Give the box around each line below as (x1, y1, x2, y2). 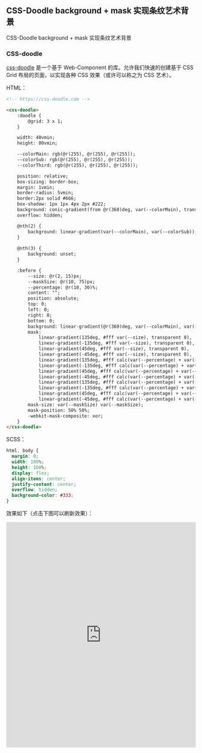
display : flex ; (11, 470, 50, 476)
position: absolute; (28, 295, 79, 302)
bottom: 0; (28, 318, 55, 324)
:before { (17, 267, 42, 274)
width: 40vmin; (17, 135, 55, 141)
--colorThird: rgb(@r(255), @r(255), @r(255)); (17, 162, 138, 168)
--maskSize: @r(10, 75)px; (28, 278, 96, 284)
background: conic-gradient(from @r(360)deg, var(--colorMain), (17, 207, 182, 213)
